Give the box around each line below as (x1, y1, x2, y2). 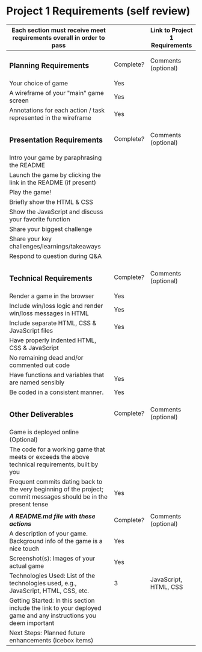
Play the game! (9, 188, 52, 196)
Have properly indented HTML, (9, 336, 97, 344)
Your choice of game (9, 79, 68, 87)
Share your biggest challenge (9, 224, 93, 233)
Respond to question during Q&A (9, 251, 102, 260)
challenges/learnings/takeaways (9, 242, 101, 250)
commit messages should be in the (9, 492, 108, 500)
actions (9, 519, 32, 527)
